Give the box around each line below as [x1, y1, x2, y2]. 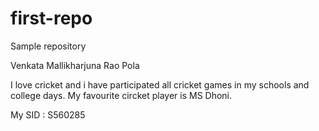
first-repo [10, 7, 93, 30]
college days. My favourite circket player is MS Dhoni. [10, 89, 233, 101]
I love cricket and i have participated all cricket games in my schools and [10, 78, 310, 91]
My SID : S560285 [10, 108, 86, 121]
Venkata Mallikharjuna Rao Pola [10, 59, 140, 71]
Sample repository [10, 40, 87, 52]
